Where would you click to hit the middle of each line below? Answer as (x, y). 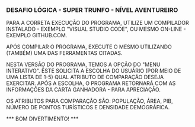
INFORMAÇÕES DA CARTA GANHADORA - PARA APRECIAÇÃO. (84, 90)
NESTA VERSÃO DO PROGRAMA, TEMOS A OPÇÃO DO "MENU (84, 64)
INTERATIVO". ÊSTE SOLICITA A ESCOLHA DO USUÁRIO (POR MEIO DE (94, 71)
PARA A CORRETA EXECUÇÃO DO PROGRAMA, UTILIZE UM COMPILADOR (97, 23)
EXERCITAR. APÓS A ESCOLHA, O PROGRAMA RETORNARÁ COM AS (91, 83)
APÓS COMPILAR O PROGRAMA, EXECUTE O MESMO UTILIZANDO (89, 47)
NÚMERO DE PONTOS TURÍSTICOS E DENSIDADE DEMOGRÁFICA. (88, 108)
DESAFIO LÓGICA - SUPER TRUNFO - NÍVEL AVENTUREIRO (92, 10)
